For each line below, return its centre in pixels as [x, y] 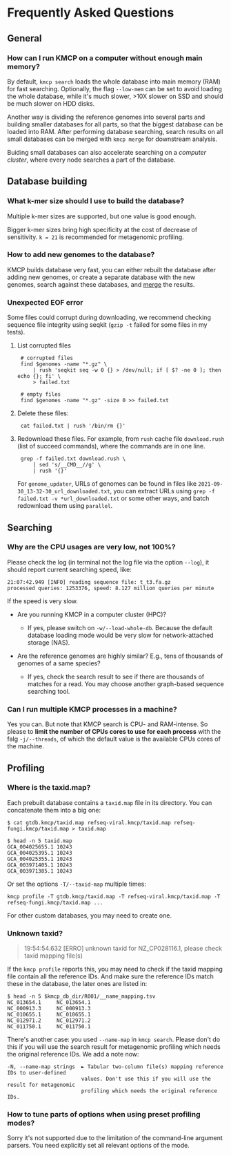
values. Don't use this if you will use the [146, 1079]
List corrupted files [44, 345]
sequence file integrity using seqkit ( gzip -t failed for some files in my [107, 325]
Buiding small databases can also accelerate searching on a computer [107, 152]
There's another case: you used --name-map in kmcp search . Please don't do [114, 1040]
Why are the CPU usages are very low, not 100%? [91, 547]
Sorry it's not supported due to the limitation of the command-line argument [115, 1138]
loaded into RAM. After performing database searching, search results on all [115, 131]
